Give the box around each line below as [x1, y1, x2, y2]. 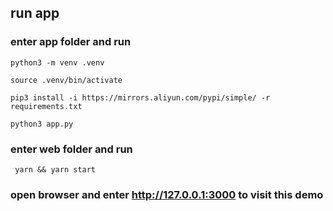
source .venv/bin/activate [10, 75, 123, 85]
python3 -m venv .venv [10, 57, 105, 68]
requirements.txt [10, 101, 83, 111]
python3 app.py [10, 119, 74, 129]
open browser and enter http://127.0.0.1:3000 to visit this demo [10, 187, 324, 201]
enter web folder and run [10, 142, 133, 156]
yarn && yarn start [14, 164, 97, 175]
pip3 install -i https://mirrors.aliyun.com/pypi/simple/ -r [10, 92, 271, 103]
